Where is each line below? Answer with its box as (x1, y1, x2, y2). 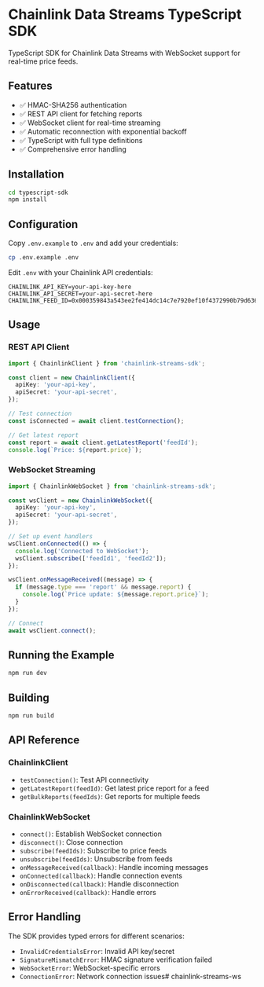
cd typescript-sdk (8, 189, 68, 196)
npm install (8, 196, 47, 204)
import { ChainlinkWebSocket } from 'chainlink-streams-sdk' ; (8, 482, 216, 490)
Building (8, 691, 49, 704)
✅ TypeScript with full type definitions (19, 135, 143, 145)
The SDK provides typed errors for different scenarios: (8, 931, 185, 941)
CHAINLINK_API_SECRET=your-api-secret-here (8, 290, 153, 298)
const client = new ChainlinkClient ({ (8, 373, 135, 382)
